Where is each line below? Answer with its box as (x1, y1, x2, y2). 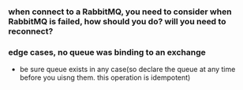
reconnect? (8, 26, 54, 37)
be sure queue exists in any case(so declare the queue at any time (19, 65, 236, 74)
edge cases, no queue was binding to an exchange (8, 46, 207, 57)
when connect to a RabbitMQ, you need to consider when (8, 6, 232, 17)
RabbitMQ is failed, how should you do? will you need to (8, 16, 226, 27)
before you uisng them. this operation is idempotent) (19, 73, 191, 82)
